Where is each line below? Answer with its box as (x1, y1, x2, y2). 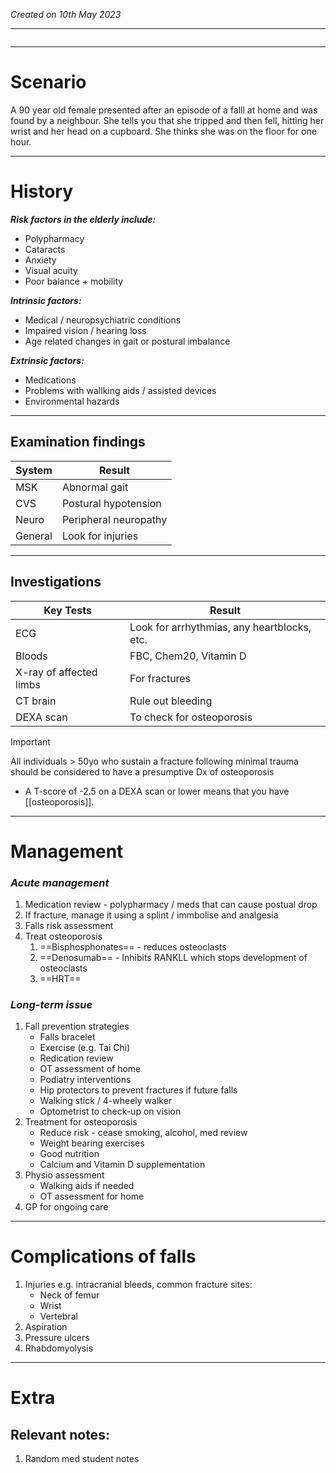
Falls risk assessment (24, 919, 114, 931)
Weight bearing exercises (39, 1137, 145, 1149)
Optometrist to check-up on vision (39, 1105, 182, 1118)
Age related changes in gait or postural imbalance (24, 335, 231, 347)
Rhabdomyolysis (24, 1342, 94, 1354)
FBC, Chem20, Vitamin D (129, 649, 247, 663)
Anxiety (24, 254, 57, 266)
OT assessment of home (39, 1063, 142, 1075)
